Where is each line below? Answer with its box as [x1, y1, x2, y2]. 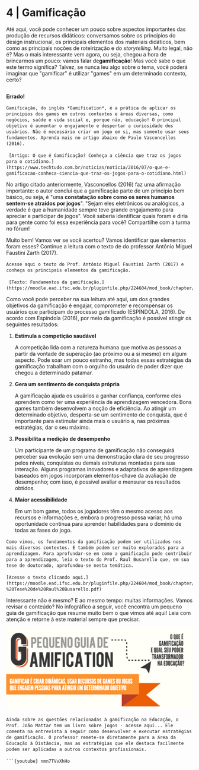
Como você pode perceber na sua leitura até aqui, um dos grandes [6, 295, 170, 302]
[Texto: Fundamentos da [8, 279, 68, 285]
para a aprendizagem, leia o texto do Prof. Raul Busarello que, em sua [6, 556, 190, 563]
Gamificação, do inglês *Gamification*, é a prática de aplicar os [6, 105, 176, 111]
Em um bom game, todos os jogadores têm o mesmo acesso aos [14, 507, 173, 515]
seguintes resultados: [6, 321, 59, 328]
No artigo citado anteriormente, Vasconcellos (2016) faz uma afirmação [6, 181, 181, 188]
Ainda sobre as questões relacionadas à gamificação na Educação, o [6, 717, 179, 722]
